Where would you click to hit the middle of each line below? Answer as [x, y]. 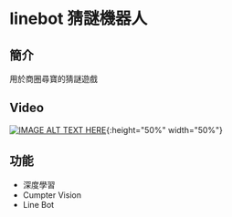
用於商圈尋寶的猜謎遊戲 [53, 79]
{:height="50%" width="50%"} [165, 129]
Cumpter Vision [52, 195]
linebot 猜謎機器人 [79, 19]
